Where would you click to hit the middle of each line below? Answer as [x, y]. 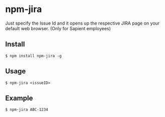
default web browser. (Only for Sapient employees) [58, 28]
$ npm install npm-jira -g [33, 56]
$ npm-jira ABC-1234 [27, 110]
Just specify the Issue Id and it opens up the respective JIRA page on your [82, 23]
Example [19, 98]
